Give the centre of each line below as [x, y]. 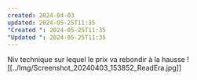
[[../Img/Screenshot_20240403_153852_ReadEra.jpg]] [95, 68]
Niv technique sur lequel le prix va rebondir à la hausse [97, 60]
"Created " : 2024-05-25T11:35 [57, 30]
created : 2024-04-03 [41, 15]
